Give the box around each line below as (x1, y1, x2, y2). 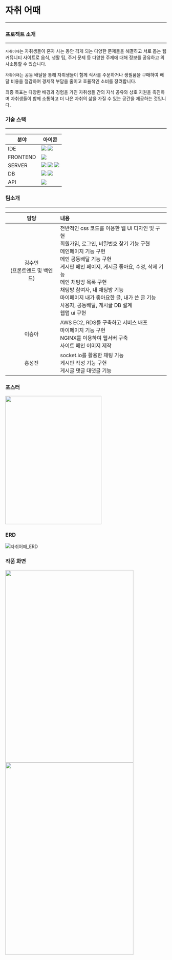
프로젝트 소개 (5, 30, 36, 37)
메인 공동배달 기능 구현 (60, 255, 112, 262)
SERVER (8, 162, 28, 169)
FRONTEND (8, 153, 36, 161)
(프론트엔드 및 (10, 267, 42, 274)
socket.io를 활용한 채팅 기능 (60, 351, 124, 359)
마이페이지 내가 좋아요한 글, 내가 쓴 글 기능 (60, 293, 156, 301)
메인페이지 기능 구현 (60, 247, 106, 254)
